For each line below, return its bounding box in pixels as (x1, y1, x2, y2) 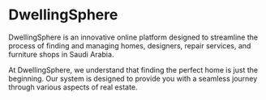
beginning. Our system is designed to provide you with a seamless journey (8, 73, 258, 83)
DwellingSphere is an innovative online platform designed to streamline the (8, 32, 258, 42)
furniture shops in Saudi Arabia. (8, 49, 114, 59)
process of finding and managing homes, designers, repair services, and (8, 40, 251, 50)
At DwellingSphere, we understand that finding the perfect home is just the (8, 65, 258, 74)
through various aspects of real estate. (8, 82, 138, 92)
